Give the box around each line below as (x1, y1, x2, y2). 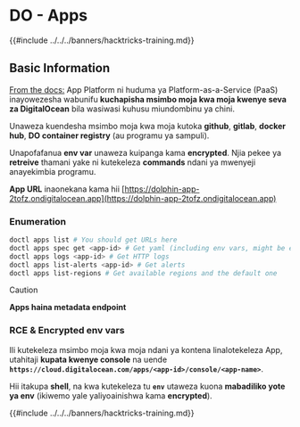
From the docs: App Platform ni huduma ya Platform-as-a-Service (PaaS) (9, 84, 279, 94)
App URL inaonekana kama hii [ (9, 184, 125, 194)
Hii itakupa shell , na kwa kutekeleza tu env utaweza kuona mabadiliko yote (9, 381, 286, 391)
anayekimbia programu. (9, 166, 96, 177)
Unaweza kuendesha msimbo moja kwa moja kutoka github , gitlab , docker (9, 120, 287, 131)
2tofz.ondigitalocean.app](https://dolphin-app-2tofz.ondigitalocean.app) (9, 193, 277, 203)
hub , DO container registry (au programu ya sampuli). (9, 130, 210, 141)
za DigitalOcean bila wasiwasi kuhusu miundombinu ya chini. (9, 103, 235, 114)
